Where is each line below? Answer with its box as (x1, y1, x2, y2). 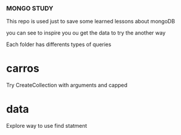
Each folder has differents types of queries (6, 41, 112, 48)
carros (6, 62, 40, 75)
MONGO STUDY (6, 4, 54, 13)
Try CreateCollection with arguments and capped (6, 82, 128, 89)
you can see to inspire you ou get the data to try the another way (6, 29, 166, 36)
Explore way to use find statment (6, 122, 88, 130)
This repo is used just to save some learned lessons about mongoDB (6, 18, 175, 25)
